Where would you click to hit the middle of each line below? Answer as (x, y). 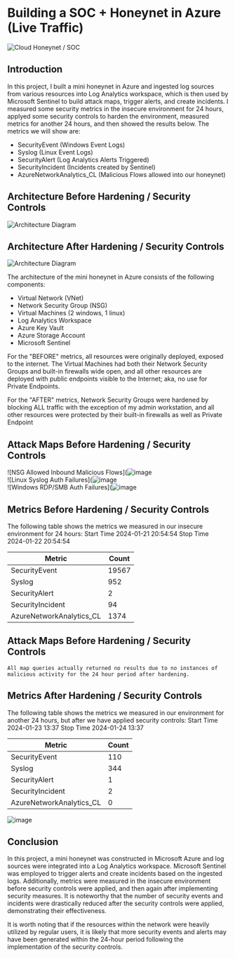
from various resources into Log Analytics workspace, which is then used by (118, 93)
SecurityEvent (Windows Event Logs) (71, 145)
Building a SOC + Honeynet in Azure (114, 13)
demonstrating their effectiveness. (57, 911)
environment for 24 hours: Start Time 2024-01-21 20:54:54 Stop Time (108, 534)
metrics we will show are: (44, 131)
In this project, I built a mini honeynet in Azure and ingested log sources (111, 86)
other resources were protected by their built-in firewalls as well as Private (115, 415)
